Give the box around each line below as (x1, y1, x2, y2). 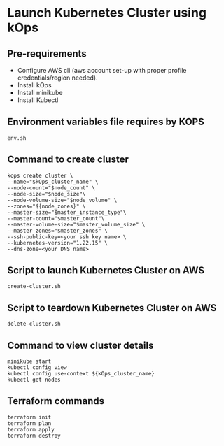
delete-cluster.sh (7, 320, 61, 328)
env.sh (7, 134, 27, 141)
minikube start (7, 358, 52, 365)
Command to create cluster (7, 154, 129, 166)
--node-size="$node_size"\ (7, 190, 86, 197)
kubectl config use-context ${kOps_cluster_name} (7, 371, 155, 377)
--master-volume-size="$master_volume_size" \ (7, 221, 146, 228)
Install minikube (17, 89, 63, 96)
